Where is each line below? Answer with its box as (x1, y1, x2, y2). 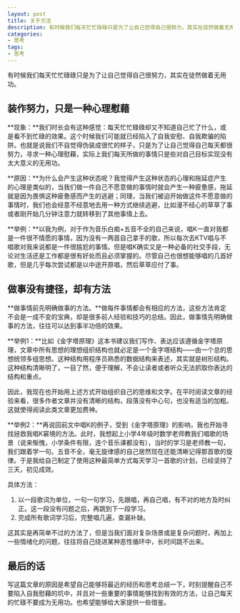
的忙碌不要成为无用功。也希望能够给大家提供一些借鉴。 (7, 598, 170, 607)
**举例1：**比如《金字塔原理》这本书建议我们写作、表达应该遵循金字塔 (7, 336, 216, 345)
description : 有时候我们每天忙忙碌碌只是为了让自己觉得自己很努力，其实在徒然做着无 (7, 24, 230, 31)
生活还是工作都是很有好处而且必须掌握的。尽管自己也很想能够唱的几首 (19, 251, 226, 260)
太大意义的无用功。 (7, 158, 64, 167)
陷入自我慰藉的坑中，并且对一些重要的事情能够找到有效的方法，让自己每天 (13, 589, 233, 598)
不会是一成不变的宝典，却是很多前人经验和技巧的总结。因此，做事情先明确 (7, 312, 226, 321)
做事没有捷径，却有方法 (7, 283, 111, 295)
